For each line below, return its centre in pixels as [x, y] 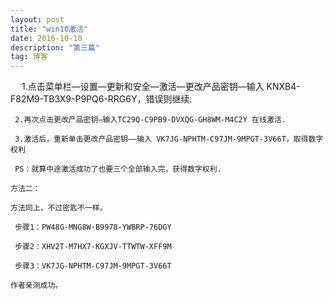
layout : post [37, 19]
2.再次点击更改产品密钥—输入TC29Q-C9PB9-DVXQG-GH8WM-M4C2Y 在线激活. [150, 120]
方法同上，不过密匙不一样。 [59, 208]
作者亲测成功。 [36, 286]
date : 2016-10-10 [46, 38]
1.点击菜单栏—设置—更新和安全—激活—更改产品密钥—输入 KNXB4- [161, 87]
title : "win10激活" [49, 29]
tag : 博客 [29, 57]
